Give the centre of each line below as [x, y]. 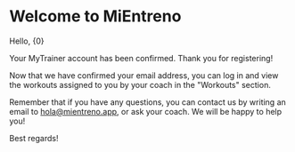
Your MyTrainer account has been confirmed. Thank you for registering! [141, 58]
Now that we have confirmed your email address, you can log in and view [144, 75]
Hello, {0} [27, 41]
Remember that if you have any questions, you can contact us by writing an [148, 102]
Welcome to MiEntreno [95, 16]
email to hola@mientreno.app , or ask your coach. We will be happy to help [146, 111]
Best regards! [34, 138]
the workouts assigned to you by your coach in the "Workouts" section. [140, 84]
